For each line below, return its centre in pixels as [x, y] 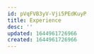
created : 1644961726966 [42, 40]
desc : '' [20, 27]
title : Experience [34, 20]
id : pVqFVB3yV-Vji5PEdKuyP [47, 14]
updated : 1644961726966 [42, 33]
